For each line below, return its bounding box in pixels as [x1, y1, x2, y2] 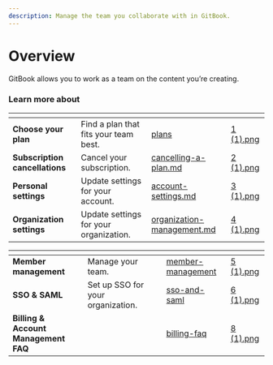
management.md [151, 224, 216, 235]
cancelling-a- [151, 152, 206, 163]
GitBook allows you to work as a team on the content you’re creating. [8, 74, 240, 84]
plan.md [151, 161, 183, 173]
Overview [8, 46, 76, 65]
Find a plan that [80, 118, 141, 130]
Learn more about [8, 94, 80, 105]
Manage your [87, 255, 138, 267]
